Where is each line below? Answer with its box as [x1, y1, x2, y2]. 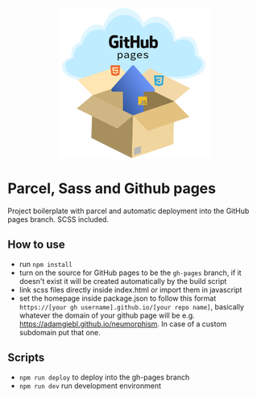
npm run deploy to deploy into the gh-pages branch [19, 372, 190, 382]
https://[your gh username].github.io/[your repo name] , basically [19, 302, 245, 311]
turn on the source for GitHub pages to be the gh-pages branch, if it [19, 268, 242, 277]
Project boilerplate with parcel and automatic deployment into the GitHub [7, 206, 250, 215]
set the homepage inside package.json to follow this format [19, 293, 217, 303]
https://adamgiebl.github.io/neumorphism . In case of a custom [19, 318, 227, 329]
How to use [7, 238, 65, 252]
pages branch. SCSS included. [7, 214, 110, 224]
